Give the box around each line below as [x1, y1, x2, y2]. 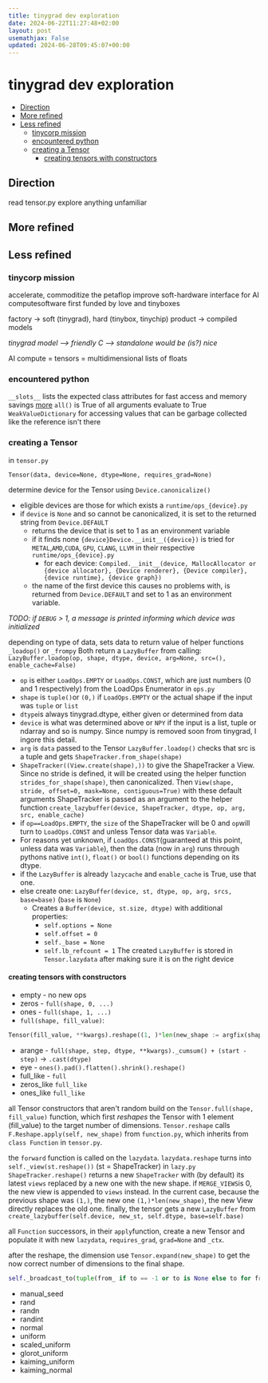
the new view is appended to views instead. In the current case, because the [8, 1186, 259, 1196]
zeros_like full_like [19, 1079, 88, 1089]
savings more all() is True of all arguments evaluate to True [8, 401, 207, 410]
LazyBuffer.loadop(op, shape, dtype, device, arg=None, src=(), [8, 654, 227, 662]
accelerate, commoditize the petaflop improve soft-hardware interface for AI [8, 289, 259, 300]
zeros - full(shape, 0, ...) [19, 998, 114, 1008]
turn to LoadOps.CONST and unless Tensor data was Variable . [19, 827, 217, 836]
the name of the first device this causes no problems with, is [31, 580, 231, 590]
